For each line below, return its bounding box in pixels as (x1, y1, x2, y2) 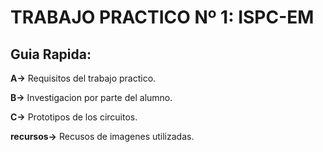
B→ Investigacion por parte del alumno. (10, 92, 173, 103)
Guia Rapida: (10, 46, 92, 63)
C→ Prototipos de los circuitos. (10, 111, 138, 123)
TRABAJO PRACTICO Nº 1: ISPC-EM (10, 6, 315, 29)
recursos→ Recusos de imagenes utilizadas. (10, 131, 195, 142)
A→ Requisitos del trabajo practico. (10, 72, 157, 84)
